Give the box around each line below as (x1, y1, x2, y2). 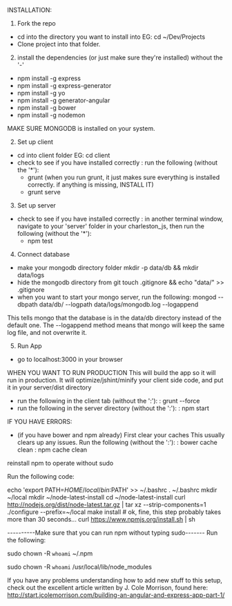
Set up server (17, 201, 57, 210)
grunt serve (27, 188, 61, 196)
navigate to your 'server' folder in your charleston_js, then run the (17, 222, 205, 230)
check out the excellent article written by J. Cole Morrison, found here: (7, 584, 209, 591)
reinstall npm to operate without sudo (7, 459, 114, 467)
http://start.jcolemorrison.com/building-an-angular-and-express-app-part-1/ (7, 591, 225, 599)
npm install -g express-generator (17, 82, 112, 89)
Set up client (17, 138, 54, 146)
